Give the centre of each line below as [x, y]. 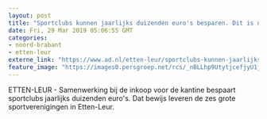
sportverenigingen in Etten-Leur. [62, 106]
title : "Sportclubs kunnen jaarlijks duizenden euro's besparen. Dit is [131, 23]
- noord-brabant [35, 45]
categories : [28, 38]
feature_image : [33, 67]
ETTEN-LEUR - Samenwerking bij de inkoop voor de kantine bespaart [122, 90]
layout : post [30, 15]
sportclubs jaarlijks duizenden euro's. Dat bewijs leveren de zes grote [122, 98]
